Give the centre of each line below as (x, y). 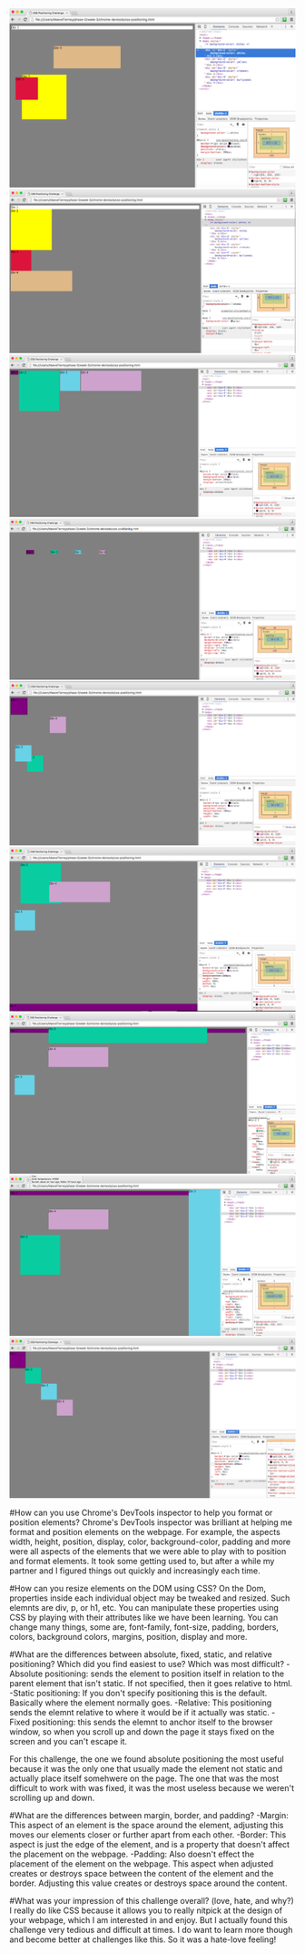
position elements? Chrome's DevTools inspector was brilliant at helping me (151, 1522)
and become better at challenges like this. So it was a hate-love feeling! (143, 1939)
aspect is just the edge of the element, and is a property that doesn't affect (150, 1844)
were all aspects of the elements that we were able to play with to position (148, 1551)
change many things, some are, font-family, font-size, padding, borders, (144, 1627)
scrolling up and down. (52, 1797)
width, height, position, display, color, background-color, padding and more (150, 1542)
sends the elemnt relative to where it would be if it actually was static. (139, 1712)
